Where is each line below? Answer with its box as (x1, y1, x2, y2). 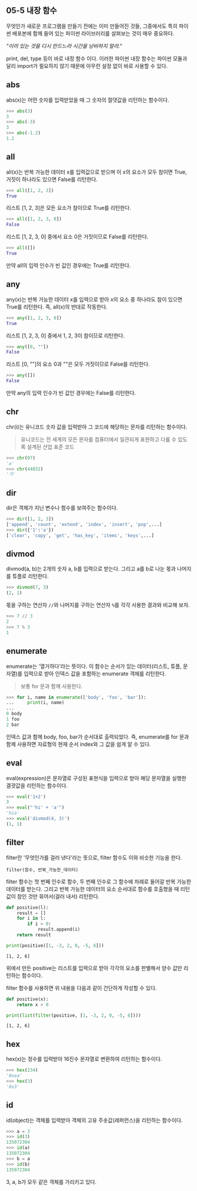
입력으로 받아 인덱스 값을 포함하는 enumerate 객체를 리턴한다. (23, 670, 166, 677)
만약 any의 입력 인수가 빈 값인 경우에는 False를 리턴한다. (6, 390, 136, 396)
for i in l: (17, 916, 46, 921)
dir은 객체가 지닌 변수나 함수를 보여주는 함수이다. (6, 504, 118, 511)
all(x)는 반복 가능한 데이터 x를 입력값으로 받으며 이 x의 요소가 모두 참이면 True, (6, 168, 187, 176)
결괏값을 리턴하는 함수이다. (6, 782, 68, 789)
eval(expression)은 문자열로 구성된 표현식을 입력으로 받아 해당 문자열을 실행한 (6, 774, 187, 781)
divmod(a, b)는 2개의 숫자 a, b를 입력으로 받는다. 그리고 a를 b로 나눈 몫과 (6, 565, 176, 572)
